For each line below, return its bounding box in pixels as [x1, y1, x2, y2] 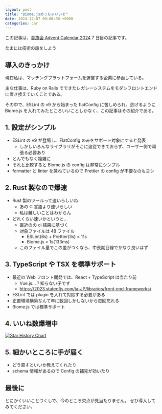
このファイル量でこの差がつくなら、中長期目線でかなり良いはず [19, 244, 148, 250]
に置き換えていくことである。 [5, 91, 65, 97]
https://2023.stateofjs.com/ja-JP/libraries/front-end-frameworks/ [19, 285, 152, 291]
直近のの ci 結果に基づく [19, 222, 69, 228]
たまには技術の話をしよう [5, 45, 57, 51]
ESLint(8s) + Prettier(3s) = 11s [26, 233, 87, 240]
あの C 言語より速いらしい [19, 203, 72, 209]
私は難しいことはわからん [19, 210, 71, 216]
